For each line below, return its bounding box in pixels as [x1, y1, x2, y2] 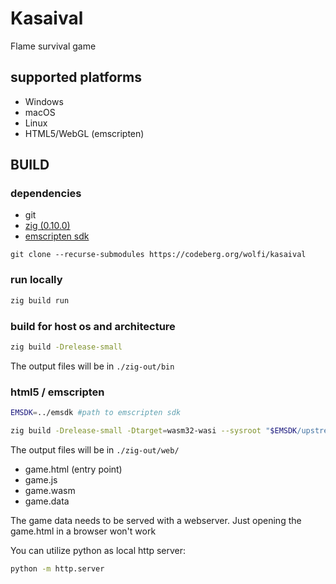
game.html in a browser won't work [10, 525, 157, 537]
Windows [24, 95, 64, 107]
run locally [10, 273, 63, 287]
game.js [24, 473, 58, 486]
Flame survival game [10, 40, 97, 52]
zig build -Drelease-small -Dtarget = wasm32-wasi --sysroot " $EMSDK [10, 425, 298, 436]
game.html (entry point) [24, 463, 123, 475]
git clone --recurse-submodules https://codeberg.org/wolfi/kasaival [10, 250, 307, 260]
